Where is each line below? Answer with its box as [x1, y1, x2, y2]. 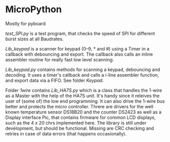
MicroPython [5, 4, 62, 15]
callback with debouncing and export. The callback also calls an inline [5, 51, 153, 57]
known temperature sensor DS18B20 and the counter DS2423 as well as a [5, 109, 162, 115]
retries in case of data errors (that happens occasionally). [5, 130, 127, 136]
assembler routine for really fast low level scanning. [5, 56, 114, 62]
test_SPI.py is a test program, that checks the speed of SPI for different [5, 30, 155, 36]
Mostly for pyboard [5, 20, 46, 27]
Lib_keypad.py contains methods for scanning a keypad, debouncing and [5, 66, 160, 73]
